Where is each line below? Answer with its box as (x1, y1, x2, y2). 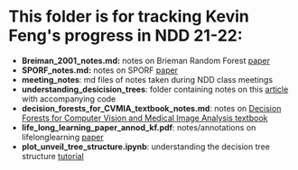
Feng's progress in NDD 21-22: (8, 25, 243, 46)
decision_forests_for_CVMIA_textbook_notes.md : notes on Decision (21, 103, 282, 113)
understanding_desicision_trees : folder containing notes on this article (21, 84, 289, 94)
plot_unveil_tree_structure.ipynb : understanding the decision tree (21, 141, 270, 152)
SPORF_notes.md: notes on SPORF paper (21, 65, 178, 76)
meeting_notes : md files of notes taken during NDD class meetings (21, 74, 273, 85)
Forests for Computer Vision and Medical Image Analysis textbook (21, 112, 268, 123)
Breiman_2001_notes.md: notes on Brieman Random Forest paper (21, 55, 271, 66)
